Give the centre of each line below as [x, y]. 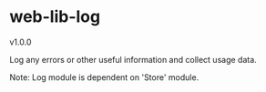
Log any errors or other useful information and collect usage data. [133, 59]
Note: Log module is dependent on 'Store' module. [104, 77]
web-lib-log [55, 17]
